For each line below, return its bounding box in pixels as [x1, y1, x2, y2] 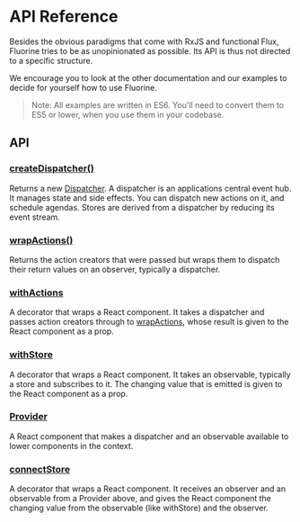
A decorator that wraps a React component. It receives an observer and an [9, 483, 286, 494]
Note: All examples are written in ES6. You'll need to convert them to [31, 99, 285, 110]
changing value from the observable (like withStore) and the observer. [9, 502, 269, 514]
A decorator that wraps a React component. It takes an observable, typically [9, 369, 291, 380]
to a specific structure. [9, 55, 93, 66]
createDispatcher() [9, 162, 94, 175]
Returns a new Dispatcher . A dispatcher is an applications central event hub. [9, 183, 292, 193]
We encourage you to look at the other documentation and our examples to [9, 72, 287, 83]
